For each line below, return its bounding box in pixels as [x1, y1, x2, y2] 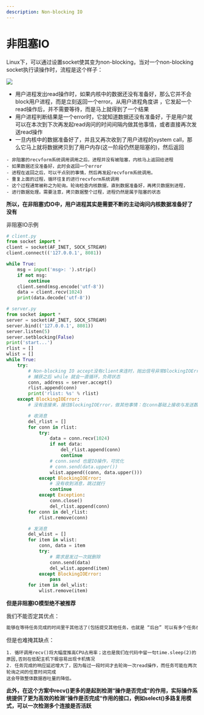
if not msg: [17, 272, 47, 278]
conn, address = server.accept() [28, 379, 113, 385]
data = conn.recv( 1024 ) [49, 435, 110, 441]
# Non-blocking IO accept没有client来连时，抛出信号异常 [28, 368, 164, 374]
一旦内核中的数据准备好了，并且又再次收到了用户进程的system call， [15, 136, 188, 143]
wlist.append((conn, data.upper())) [49, 469, 143, 475]
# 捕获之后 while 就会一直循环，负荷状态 [28, 373, 121, 380]
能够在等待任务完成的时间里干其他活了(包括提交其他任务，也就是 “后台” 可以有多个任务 [6, 624, 196, 631]
